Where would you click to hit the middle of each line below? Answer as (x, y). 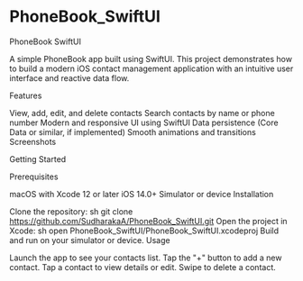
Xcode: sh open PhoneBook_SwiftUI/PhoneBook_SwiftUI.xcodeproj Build (144, 231)
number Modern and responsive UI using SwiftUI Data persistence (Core (144, 122)
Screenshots (33, 141)
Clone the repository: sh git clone (71, 211)
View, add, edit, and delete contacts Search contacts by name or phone (142, 113)
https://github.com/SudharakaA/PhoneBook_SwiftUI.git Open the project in (148, 221)
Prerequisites (34, 177)
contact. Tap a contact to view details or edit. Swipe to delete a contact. (143, 267)
